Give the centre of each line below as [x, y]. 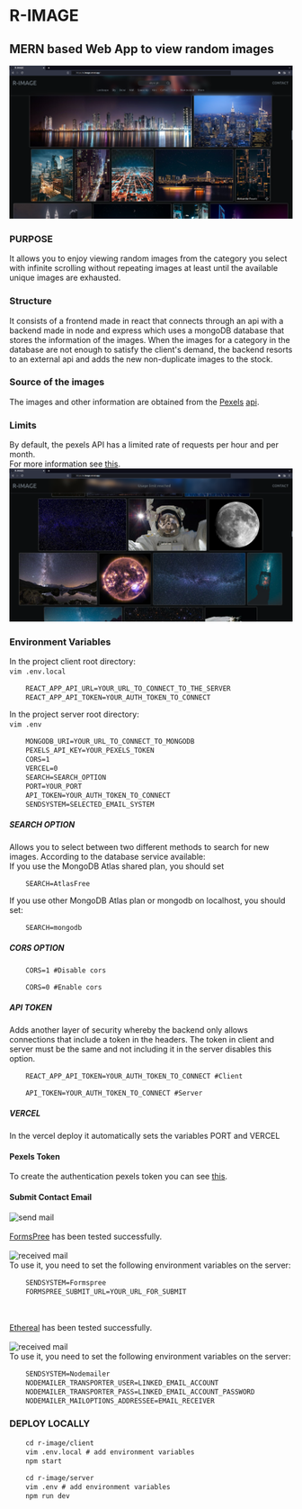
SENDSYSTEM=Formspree [66, 1283]
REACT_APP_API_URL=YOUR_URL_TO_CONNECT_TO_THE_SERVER [128, 689]
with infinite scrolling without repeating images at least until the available [144, 268]
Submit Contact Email [51, 1197]
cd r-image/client [60, 1443]
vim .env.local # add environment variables [110, 1452]
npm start [44, 1461]
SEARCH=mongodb [54, 928]
